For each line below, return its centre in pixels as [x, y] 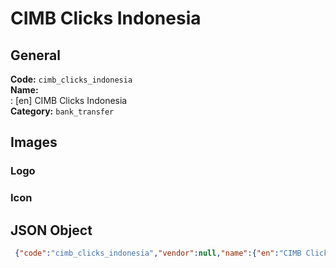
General [36, 55]
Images [34, 142]
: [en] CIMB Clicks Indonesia [69, 100]
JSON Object [51, 230]
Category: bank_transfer [62, 111]
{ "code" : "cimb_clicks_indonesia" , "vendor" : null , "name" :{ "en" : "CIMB [158, 253]
